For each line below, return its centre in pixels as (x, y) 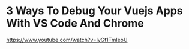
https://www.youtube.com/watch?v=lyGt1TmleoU (67, 40)
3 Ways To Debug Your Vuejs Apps (94, 11)
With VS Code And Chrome (75, 23)
